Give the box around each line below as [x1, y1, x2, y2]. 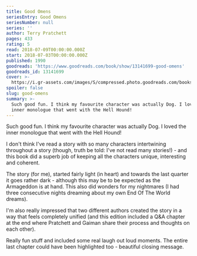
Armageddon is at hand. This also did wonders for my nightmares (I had [6, 183, 180, 190]
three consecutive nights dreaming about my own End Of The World [6, 189, 171, 197]
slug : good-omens [6, 90, 49, 96]
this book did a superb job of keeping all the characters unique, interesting [6, 153, 186, 160]
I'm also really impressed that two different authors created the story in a [6, 207, 182, 214]
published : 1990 [6, 58, 46, 63]
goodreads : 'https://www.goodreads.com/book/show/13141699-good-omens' [6, 63, 185, 69]
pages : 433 [6, 36, 33, 42]
